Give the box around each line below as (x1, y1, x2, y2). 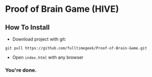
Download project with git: (12, 36, 66, 42)
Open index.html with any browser (12, 54, 84, 60)
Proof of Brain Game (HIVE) (5, 3, 119, 15)
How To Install (5, 23, 50, 32)
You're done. (5, 67, 37, 74)
